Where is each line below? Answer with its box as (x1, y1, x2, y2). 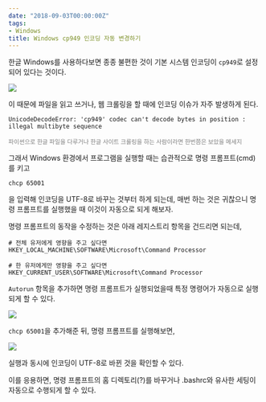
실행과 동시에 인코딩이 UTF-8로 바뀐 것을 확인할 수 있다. (8, 359, 184, 368)
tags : (8, 19, 27, 27)
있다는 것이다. (23, 68, 67, 77)
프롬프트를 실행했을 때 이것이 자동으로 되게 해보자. (16, 204, 174, 214)
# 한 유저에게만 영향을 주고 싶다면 (8, 262, 108, 270)
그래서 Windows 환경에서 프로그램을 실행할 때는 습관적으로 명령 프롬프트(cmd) (8, 154, 256, 163)
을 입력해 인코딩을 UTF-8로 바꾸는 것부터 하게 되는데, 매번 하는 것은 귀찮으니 (8, 195, 248, 204)
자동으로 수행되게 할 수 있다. (8, 385, 96, 395)
